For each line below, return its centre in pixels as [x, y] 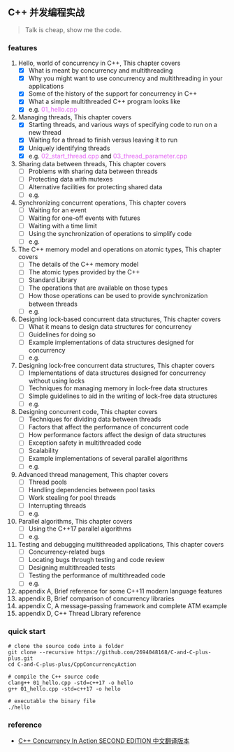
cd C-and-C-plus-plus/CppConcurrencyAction [72, 664]
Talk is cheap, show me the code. [73, 29]
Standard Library [53, 280]
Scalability [43, 451]
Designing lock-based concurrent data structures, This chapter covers [119, 319]
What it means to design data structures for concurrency [110, 326]
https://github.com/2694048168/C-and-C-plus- [144, 652]
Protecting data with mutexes [71, 179]
